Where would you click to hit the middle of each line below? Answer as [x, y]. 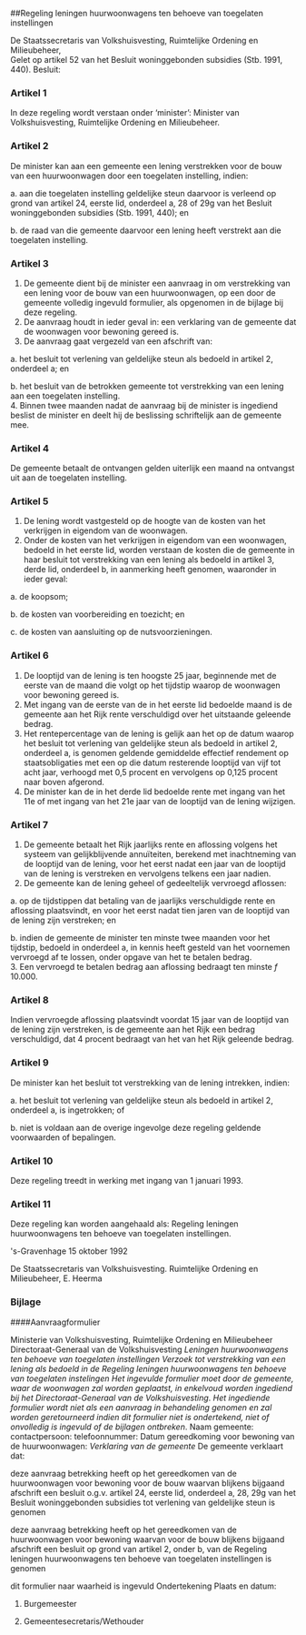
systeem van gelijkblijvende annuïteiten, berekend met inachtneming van [160, 854]
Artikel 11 [30, 1204]
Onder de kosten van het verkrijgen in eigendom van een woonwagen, [155, 540]
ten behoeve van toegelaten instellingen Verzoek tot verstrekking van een [148, 1358]
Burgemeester [50, 1603]
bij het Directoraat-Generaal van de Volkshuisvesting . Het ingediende [140, 1398]
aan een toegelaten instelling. [65, 396]
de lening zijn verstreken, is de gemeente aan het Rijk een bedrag [133, 1029]
